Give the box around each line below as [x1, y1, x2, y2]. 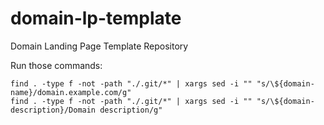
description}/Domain [10, 105, 97, 115]
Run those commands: [10, 59, 103, 71]
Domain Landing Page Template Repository [10, 40, 189, 52]
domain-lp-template [10, 7, 182, 30]
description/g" [99, 105, 163, 115]
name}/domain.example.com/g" [10, 87, 132, 97]
